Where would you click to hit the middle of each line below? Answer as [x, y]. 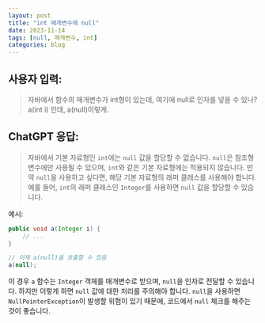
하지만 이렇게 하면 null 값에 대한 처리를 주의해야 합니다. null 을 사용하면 [130, 291]
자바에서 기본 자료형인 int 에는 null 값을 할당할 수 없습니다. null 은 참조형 [141, 157]
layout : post [30, 15]
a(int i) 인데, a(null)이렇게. [68, 109]
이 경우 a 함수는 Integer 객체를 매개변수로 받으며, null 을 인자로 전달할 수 [121, 281]
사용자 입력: [35, 79]
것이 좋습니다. [30, 311]
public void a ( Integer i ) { [55, 229]
